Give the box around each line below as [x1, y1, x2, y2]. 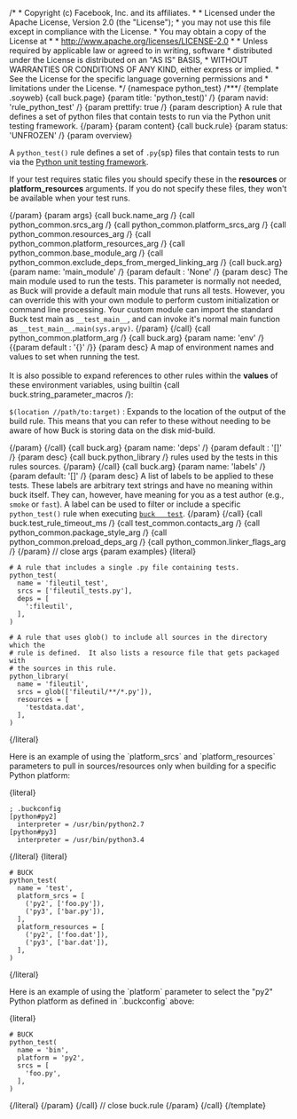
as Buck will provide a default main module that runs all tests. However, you [9, 286, 285, 296]
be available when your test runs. [9, 193, 131, 203]
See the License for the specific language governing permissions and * [9, 74, 269, 83]
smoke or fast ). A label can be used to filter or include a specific [9, 499, 241, 509]
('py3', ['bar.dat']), [25, 938, 109, 947]
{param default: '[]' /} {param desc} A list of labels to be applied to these [9, 470, 274, 481]
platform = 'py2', [17, 1053, 86, 1062]
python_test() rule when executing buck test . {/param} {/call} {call [9, 508, 263, 518]
